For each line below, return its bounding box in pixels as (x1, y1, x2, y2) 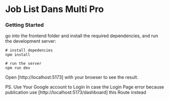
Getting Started (5, 22, 44, 29)
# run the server (5, 61, 42, 66)
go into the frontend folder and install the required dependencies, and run (5, 33, 158, 39)
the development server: (5, 38, 57, 44)
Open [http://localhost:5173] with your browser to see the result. (5, 74, 139, 80)
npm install (5, 52, 30, 57)
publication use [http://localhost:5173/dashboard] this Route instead (5, 89, 146, 95)
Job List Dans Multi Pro (5, 4, 104, 15)
